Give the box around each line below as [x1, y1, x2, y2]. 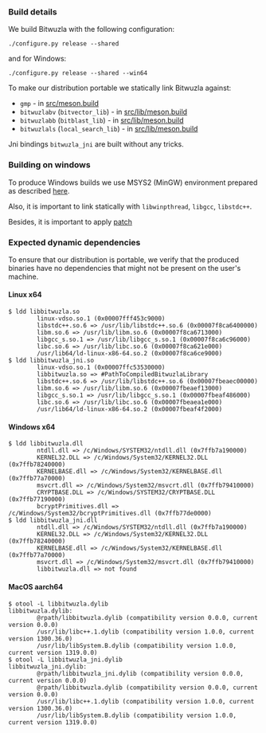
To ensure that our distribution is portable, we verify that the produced [8, 254, 240, 265]
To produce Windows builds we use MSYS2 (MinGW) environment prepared [8, 178, 258, 187]
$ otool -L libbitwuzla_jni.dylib [8, 656, 123, 664]
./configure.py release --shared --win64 [8, 69, 148, 77]
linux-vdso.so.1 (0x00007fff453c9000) [37, 315, 166, 323]
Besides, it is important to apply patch [8, 217, 133, 226]
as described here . [8, 186, 70, 195]
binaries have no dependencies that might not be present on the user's [8, 263, 241, 272]
